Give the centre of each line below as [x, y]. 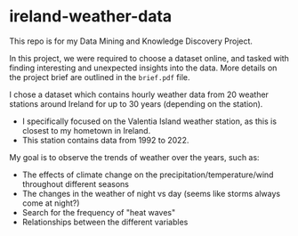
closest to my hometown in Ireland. [86, 130]
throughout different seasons [75, 183]
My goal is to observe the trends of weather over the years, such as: [134, 157]
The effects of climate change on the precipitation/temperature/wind [148, 175]
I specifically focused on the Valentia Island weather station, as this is [149, 121]
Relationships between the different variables [105, 222]
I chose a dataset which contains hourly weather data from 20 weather [139, 94]
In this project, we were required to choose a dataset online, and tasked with [149, 58]
